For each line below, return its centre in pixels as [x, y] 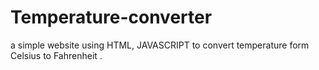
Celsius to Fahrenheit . [56, 55]
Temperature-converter [111, 17]
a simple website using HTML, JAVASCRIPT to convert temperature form [160, 45]
